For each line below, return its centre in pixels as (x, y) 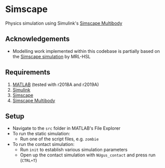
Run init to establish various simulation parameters (74, 150)
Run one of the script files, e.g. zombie (59, 139)
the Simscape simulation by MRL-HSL (51, 56)
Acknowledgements (37, 39)
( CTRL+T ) (28, 160)
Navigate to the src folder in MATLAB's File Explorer (66, 128)
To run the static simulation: (41, 134)
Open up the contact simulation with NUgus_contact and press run (88, 155)
